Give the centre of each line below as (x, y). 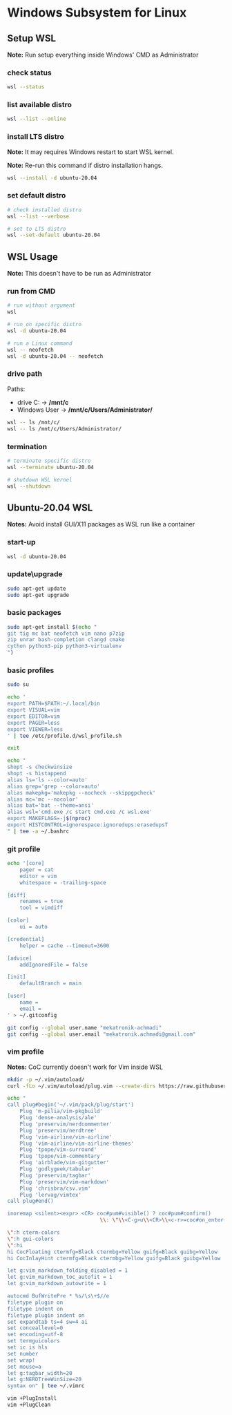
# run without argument (41, 305)
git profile (24, 849)
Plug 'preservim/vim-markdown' (65, 1182)
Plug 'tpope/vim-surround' (58, 1150)
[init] (17, 977)
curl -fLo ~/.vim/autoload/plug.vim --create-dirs (81, 1086)
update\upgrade (35, 574)
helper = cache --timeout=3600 (65, 946)
